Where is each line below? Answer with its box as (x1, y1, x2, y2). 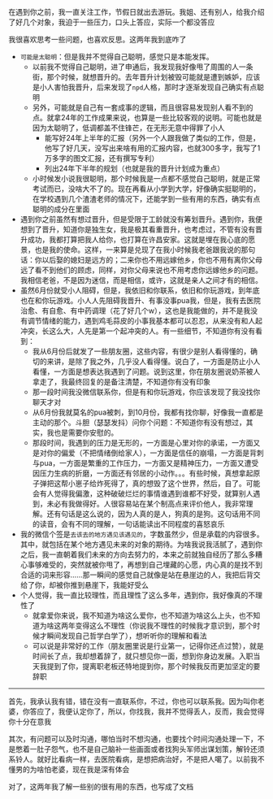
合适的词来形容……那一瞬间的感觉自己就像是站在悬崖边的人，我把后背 (19, 570, 253, 580)
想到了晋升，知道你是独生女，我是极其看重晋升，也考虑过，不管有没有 (19, 224, 256, 234)
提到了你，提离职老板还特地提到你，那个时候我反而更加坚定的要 (46, 662, 261, 671)
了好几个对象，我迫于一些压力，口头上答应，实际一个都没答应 (8, 17, 215, 27)
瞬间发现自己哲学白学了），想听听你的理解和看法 (46, 631, 207, 641)
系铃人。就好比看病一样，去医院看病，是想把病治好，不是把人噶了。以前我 (8, 754, 258, 764)
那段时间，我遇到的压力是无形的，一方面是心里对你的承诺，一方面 (32, 438, 253, 447)
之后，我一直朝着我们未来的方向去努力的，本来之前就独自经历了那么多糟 (19, 549, 262, 559)
